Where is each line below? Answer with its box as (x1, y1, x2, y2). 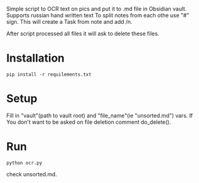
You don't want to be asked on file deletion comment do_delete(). (6, 118, 171, 126)
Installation (6, 51, 65, 65)
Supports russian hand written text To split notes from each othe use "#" (6, 12, 190, 19)
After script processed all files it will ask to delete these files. (6, 30, 160, 37)
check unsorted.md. (6, 170, 57, 178)
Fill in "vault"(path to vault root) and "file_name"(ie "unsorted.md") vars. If (6, 112, 193, 119)
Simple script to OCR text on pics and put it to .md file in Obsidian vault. (6, 5, 187, 12)
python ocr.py (6, 160, 43, 166)
